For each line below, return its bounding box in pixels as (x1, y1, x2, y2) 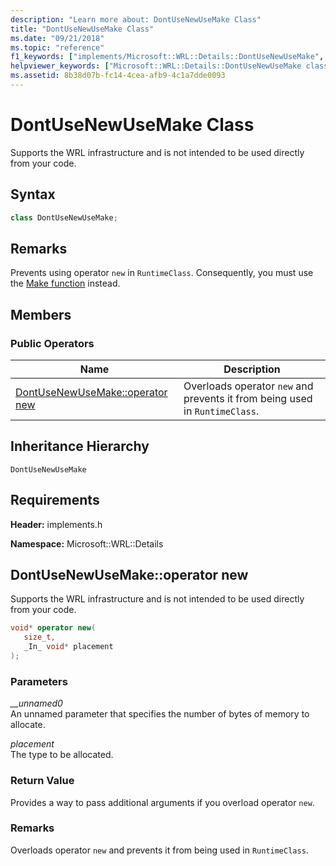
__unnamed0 (10, 697, 63, 710)
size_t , (23, 632, 56, 643)
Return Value (10, 774, 75, 788)
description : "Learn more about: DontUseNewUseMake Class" (10, 14, 262, 25)
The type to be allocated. (10, 749, 114, 761)
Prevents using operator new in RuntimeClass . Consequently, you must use (10, 267, 314, 279)
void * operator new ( (10, 623, 97, 633)
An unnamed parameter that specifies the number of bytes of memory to (10, 708, 310, 720)
